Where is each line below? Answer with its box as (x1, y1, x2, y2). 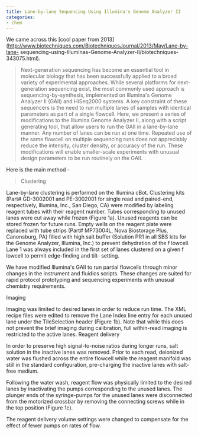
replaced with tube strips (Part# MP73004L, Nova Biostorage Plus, (6, 227, 168, 234)
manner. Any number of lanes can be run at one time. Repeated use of (20, 129, 192, 136)
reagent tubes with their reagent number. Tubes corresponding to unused (6, 208, 186, 215)
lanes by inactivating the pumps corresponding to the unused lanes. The (6, 385, 183, 392)
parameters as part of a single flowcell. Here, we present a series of (20, 110, 186, 118)
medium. (17, 367, 39, 374)
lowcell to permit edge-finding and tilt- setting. (6, 252, 120, 259)
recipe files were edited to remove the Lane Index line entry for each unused (6, 312, 192, 319)
